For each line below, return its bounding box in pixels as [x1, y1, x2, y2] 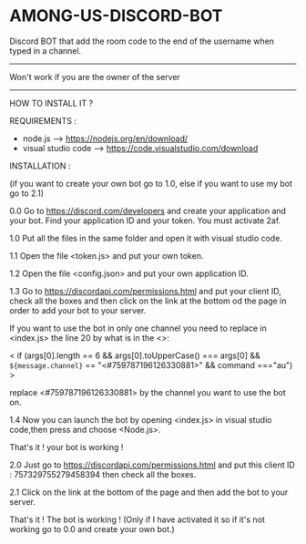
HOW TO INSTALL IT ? [9, 98, 94, 108]
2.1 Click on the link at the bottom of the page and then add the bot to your [9, 487, 289, 498]
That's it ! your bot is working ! [9, 441, 124, 452]
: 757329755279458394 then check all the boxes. [9, 468, 197, 479]
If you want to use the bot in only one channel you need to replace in [9, 323, 267, 334]
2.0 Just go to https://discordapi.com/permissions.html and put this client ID [9, 459, 296, 470]
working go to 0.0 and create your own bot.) [9, 523, 175, 534]
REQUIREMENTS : [9, 115, 77, 126]
